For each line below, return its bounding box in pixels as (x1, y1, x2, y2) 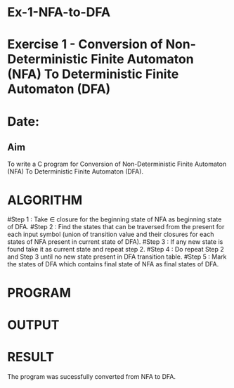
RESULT (7, 349, 55, 365)
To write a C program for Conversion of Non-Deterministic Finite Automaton (7, 160, 227, 169)
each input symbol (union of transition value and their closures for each (7, 230, 214, 239)
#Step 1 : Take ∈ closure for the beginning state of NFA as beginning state (7, 215, 222, 224)
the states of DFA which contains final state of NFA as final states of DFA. (7, 260, 219, 269)
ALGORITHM (7, 192, 83, 208)
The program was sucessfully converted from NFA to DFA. (7, 372, 176, 380)
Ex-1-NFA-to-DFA (7, 4, 111, 20)
